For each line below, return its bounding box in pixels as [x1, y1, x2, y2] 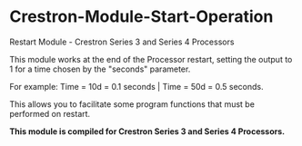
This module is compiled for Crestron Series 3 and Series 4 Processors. [9, 125, 285, 137]
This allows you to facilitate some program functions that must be [9, 98, 255, 110]
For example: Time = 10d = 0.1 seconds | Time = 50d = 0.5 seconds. [9, 81, 264, 92]
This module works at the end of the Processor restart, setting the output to [9, 54, 293, 64]
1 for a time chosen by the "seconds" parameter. [9, 63, 191, 74]
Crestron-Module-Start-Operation [9, 6, 274, 27]
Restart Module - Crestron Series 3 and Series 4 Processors [9, 36, 235, 47]
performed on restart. [9, 108, 91, 119]
